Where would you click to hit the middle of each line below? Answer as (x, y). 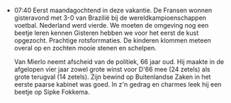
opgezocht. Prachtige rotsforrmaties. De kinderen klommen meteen (112, 40)
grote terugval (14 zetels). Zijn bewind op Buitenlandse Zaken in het (112, 77)
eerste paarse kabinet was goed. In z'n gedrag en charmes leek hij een (118, 84)
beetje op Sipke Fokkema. (52, 92)
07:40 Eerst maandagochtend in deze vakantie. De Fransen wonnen (113, 10)
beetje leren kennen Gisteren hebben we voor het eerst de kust (106, 33)
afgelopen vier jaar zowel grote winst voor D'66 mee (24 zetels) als (112, 69)
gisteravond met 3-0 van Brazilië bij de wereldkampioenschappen (110, 18)
